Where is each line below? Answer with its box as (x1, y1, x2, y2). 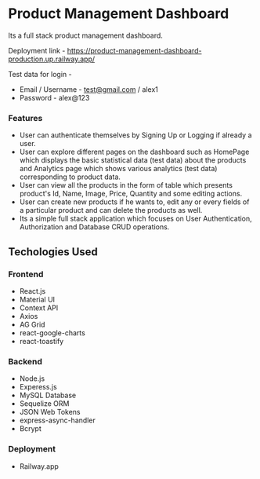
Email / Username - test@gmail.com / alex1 (19, 84, 159, 94)
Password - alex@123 (19, 93, 90, 102)
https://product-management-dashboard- (67, 46, 202, 55)
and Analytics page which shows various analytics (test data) (19, 164, 218, 174)
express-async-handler (19, 415, 96, 425)
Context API (19, 303, 59, 313)
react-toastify (19, 336, 64, 346)
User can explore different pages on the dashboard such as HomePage (19, 147, 250, 157)
